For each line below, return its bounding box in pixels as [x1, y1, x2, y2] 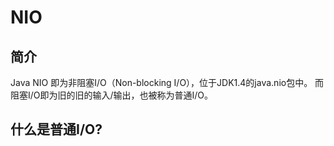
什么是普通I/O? [10, 121, 103, 138]
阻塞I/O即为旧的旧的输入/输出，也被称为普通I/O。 [10, 89, 214, 101]
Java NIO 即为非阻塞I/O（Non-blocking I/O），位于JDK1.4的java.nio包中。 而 [10, 77, 325, 88]
